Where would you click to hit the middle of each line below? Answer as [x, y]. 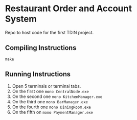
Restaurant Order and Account [68, 9]
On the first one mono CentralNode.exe [50, 91]
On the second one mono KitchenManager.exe [57, 96]
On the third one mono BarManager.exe [50, 101]
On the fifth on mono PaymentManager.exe [52, 112]
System [21, 19]
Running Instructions [38, 74]
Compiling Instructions [41, 48]
